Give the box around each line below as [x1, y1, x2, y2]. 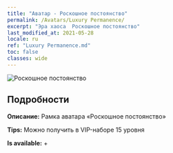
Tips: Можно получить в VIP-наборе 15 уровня [7, 125, 145, 134]
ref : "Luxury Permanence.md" [7, 42, 91, 49]
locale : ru [7, 36, 39, 43]
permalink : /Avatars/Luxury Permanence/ [7, 17, 125, 23]
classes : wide [7, 55, 48, 62]
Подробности [7, 94, 70, 105]
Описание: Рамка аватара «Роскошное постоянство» [7, 112, 167, 121]
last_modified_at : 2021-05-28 [7, 29, 94, 37]
